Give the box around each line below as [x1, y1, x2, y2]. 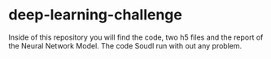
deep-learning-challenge [8, 6, 183, 24]
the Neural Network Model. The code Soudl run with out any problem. [8, 40, 243, 50]
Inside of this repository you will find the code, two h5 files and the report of [8, 32, 264, 42]
